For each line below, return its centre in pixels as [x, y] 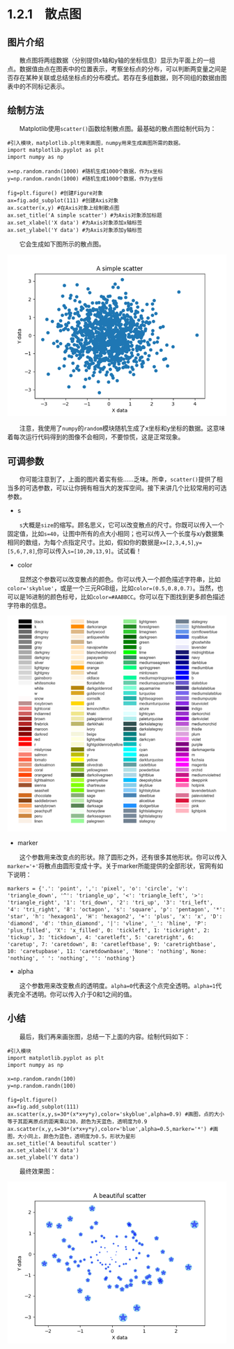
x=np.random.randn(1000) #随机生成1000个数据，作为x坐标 [85, 171]
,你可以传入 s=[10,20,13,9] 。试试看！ [88, 551]
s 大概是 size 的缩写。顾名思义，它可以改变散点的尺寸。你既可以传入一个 [122, 525]
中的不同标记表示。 [40, 86]
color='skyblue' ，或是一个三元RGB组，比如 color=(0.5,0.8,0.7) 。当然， [112, 588]
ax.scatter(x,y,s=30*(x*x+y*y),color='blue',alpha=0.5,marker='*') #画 [113, 1129]
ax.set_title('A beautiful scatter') [62, 1143]
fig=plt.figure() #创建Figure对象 [55, 193]
